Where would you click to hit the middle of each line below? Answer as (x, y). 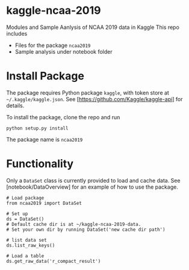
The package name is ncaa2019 (45, 139)
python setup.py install (37, 128)
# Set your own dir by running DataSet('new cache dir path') (86, 230)
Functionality (40, 164)
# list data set (26, 240)
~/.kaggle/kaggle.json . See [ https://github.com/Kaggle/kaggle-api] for (94, 99)
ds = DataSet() (25, 219)
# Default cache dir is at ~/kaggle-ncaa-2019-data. (74, 224)
